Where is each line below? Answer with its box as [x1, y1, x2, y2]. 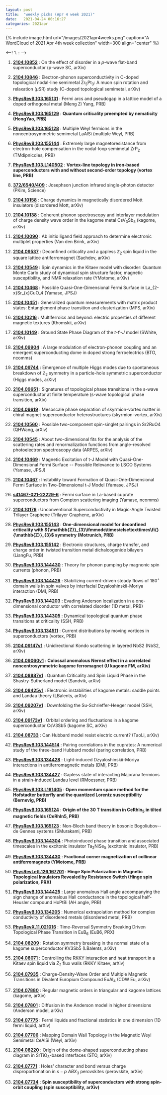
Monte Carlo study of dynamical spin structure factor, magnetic [12, 270, 143, 276]
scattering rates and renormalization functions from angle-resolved [12, 442, 151, 448]
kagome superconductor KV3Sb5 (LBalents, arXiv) [12, 945, 116, 951]
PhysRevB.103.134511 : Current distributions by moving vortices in [12, 628, 150, 634]
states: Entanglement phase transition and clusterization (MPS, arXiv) [12, 305, 155, 311]
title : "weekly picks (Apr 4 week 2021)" [5, 12, 95, 17]
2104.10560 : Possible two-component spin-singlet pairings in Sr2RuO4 [12, 421, 161, 428]
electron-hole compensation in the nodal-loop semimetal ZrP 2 [12, 146, 140, 153]
